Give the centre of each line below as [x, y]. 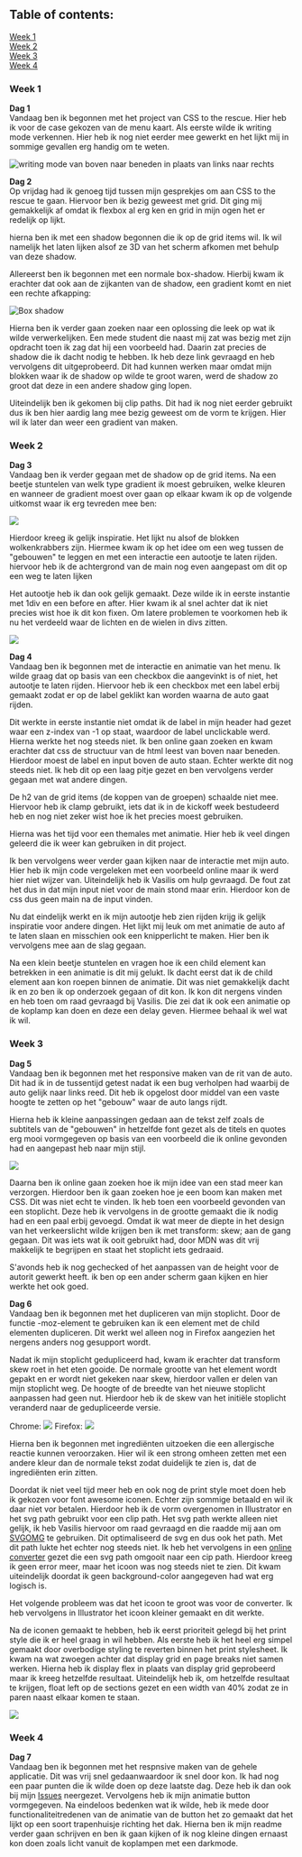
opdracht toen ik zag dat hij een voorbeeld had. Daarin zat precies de [138, 347]
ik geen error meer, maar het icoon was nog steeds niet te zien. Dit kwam [145, 1566]
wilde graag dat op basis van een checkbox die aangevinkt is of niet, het [144, 676]
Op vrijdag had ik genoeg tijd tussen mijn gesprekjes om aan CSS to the [143, 191]
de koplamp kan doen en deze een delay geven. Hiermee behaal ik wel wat [148, 1011]
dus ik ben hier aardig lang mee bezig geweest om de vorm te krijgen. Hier [148, 413]
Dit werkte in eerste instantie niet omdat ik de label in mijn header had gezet [150, 722]
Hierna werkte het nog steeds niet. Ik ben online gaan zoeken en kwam [141, 741]
